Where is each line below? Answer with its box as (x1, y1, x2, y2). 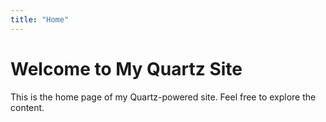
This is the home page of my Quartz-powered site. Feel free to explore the (10, 91, 317, 103)
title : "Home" (10, 14, 70, 25)
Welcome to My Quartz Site (10, 57, 243, 80)
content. (10, 101, 45, 113)
